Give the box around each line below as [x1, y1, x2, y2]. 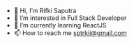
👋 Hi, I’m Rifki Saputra [13, 7, 77, 14]
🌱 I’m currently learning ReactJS [13, 21, 107, 29]
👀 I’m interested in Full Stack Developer [13, 14, 127, 22]
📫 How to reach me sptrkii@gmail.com [13, 29, 127, 37]
